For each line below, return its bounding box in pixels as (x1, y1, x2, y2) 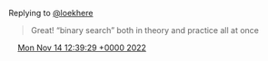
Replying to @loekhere (8, 8, 94, 18)
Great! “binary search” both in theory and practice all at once (30, 25, 260, 35)
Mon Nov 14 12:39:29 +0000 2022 (16, 42, 147, 53)
